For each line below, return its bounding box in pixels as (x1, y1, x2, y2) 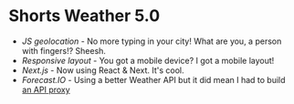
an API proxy (21, 84, 70, 95)
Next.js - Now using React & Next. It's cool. (21, 65, 184, 76)
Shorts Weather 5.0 (8, 5, 161, 26)
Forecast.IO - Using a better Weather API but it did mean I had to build (21, 74, 286, 85)
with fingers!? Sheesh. (21, 45, 107, 56)
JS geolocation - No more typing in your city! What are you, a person (21, 36, 282, 47)
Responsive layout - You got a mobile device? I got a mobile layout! (21, 55, 275, 66)
